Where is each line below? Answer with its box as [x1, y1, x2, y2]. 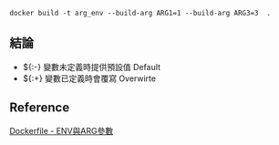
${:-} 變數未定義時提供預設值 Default [22, 61, 161, 72]
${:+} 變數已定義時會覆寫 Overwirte [22, 73, 157, 84]
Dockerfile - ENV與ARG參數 [9, 125, 114, 136]
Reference [9, 100, 70, 116]
